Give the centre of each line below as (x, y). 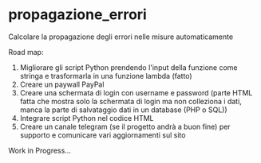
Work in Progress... (40, 150)
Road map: (26, 52)
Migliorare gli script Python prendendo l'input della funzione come (129, 67)
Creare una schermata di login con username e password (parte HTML (136, 92)
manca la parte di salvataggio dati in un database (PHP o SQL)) (123, 110)
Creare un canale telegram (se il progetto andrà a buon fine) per (125, 126)
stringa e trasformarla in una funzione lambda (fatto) (106, 76)
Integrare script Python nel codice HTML (87, 118)
